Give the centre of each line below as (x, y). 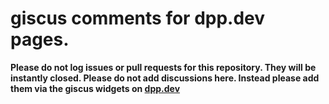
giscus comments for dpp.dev (138, 18)
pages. (40, 39)
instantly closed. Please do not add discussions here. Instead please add (165, 78)
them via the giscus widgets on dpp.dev (95, 88)
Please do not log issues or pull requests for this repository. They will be (163, 67)
